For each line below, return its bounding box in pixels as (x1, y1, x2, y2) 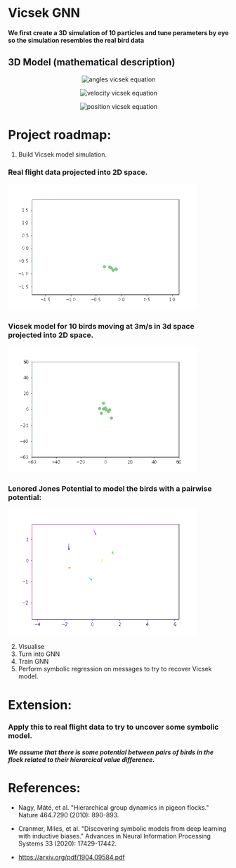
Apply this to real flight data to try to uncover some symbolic (8, 722, 219, 732)
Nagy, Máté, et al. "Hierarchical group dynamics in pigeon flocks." (18, 803, 209, 812)
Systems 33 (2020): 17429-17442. (18, 839, 117, 848)
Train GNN (18, 657, 49, 666)
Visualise (18, 643, 45, 651)
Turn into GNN (18, 650, 60, 658)
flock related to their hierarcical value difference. (8, 756, 155, 764)
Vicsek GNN (8, 5, 80, 21)
